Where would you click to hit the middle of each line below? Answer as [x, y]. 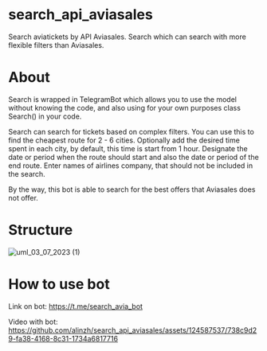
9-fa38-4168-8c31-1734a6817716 [63, 338]
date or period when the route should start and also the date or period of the [133, 157]
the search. [27, 174]
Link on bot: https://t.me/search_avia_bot [76, 306]
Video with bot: [33, 322]
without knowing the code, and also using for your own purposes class [125, 107]
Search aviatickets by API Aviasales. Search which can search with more [128, 37]
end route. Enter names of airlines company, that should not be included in [131, 166]
